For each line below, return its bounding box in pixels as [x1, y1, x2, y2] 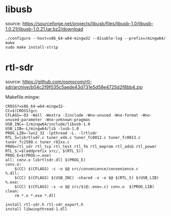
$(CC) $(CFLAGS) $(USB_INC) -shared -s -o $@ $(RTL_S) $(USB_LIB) [14, 175, 159, 180]
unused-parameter [5, 117, 42, 122]
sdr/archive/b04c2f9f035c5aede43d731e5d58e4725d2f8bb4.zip [5, 84, 143, 90]
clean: [5, 188, 19, 194]
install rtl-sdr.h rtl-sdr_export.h [5, 202, 83, 207]
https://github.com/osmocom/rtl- [22, 78, 92, 85]
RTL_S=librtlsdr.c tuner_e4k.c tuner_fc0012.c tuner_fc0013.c [5, 135, 141, 140]
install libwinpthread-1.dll [5, 206, 68, 211]
